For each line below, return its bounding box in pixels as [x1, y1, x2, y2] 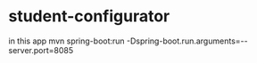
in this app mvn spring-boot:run [8, 35, 126, 46]
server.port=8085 [8, 44, 73, 55]
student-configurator [8, 6, 170, 27]
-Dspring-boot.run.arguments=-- [127, 35, 248, 46]
